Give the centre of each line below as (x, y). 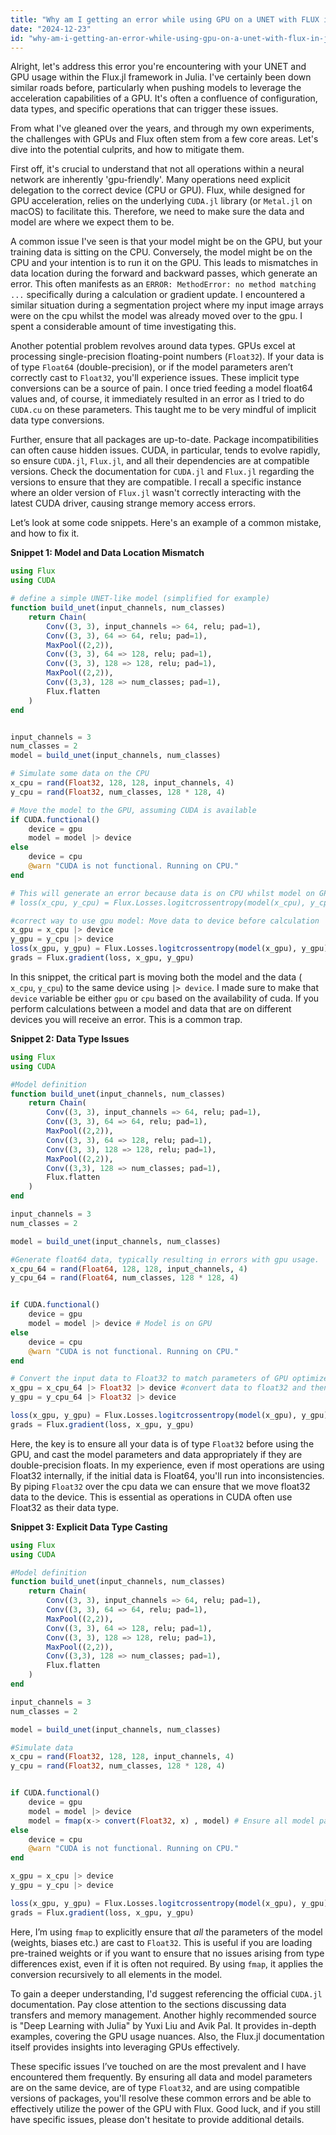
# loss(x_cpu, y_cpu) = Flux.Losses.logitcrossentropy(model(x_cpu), (158, 902)
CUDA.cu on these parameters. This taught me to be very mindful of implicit (163, 410)
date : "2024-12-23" (51, 29)
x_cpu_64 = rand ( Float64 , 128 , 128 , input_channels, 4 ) (129, 1269)
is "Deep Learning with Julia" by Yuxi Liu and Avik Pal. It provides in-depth (163, 2025)
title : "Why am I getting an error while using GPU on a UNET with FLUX (165, 19)
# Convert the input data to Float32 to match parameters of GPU (149, 1379)
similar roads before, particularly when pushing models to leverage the (156, 88)
